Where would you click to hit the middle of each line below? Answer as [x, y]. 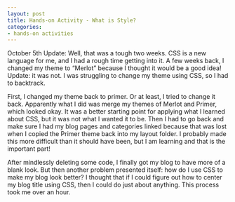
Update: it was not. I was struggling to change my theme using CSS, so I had [118, 76]
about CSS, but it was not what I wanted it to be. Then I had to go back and [116, 119]
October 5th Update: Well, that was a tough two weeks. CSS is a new [107, 53]
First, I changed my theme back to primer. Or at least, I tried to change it [111, 97]
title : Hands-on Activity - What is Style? [72, 20]
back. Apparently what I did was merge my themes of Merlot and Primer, [112, 104]
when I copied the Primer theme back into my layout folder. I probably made [117, 134]
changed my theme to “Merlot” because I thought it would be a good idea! [114, 68]
